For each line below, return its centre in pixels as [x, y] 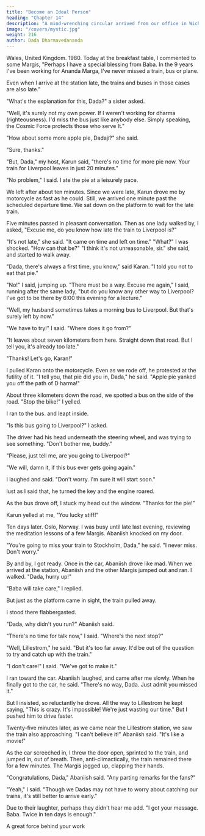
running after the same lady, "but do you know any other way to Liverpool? [100, 291]
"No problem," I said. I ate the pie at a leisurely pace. [72, 180]
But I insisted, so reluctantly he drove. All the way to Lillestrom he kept [95, 703]
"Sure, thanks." [25, 150]
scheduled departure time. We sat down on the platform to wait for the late [100, 205]
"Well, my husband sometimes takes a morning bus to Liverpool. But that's [100, 310]
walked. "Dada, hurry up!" [39, 577]
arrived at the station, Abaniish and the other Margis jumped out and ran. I [99, 570]
